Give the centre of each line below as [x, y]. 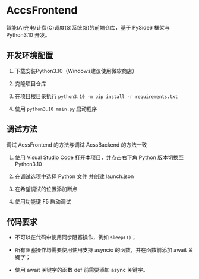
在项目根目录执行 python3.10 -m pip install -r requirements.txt [96, 96]
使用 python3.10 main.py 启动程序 [56, 109]
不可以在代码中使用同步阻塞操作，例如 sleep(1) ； [76, 237]
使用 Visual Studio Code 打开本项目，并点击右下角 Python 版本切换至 [99, 157]
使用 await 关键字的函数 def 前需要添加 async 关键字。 [81, 270]
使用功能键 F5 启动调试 [43, 201]
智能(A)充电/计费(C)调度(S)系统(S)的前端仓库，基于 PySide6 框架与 [88, 27]
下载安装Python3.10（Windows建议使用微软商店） [76, 71]
